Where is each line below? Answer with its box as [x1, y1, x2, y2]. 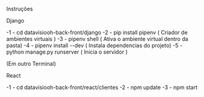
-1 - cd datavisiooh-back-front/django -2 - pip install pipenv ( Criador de [6, 29, 188, 36]
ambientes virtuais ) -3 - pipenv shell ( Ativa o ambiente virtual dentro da [6, 35, 189, 42]
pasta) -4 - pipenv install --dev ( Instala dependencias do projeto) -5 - [6, 42, 183, 49]
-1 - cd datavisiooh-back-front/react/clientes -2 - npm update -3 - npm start [6, 84, 198, 91]
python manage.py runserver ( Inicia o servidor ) [6, 48, 128, 56]
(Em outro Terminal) [6, 60, 57, 67]
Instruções [6, 5, 33, 12]
